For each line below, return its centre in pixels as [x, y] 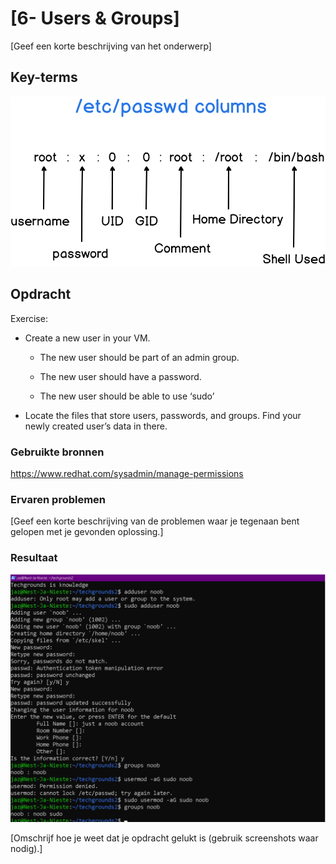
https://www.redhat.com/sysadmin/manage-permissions [127, 474]
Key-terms [44, 77]
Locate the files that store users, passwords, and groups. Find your [163, 415]
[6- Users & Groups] [95, 18]
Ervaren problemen [58, 500]
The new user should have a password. [120, 376]
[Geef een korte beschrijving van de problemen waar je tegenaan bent [155, 521]
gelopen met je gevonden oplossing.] [87, 532]
